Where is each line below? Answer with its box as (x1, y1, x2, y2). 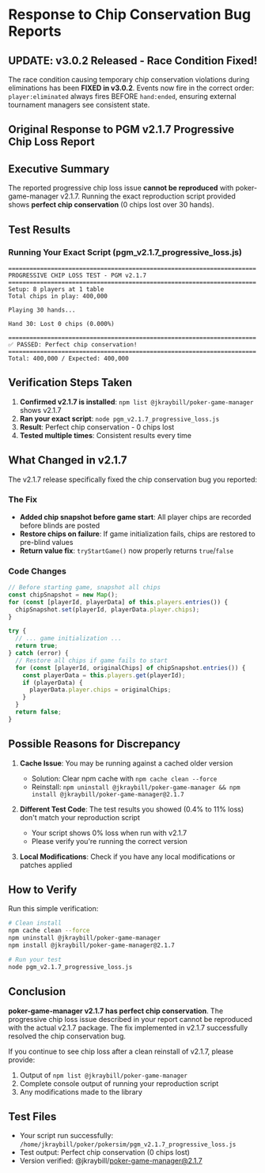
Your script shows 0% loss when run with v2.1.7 (31, 828, 187, 838)
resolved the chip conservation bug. (8, 1031, 127, 1041)
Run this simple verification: (8, 904, 99, 914)
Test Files (8, 1110, 57, 1123)
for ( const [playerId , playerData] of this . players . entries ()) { (8, 598, 228, 606)
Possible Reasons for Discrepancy (8, 737, 180, 751)
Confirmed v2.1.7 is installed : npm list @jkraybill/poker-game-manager (19, 397, 254, 407)
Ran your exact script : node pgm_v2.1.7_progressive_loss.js (19, 414, 220, 423)
